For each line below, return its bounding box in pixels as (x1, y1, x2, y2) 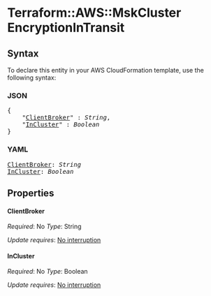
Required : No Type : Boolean (7, 267, 89, 276)
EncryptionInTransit (7, 20, 125, 36)
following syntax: (7, 73, 57, 82)
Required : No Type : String (7, 222, 82, 231)
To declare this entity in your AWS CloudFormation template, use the (7, 66, 204, 74)
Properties (7, 187, 54, 199)
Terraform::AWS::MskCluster (7, 5, 182, 21)
